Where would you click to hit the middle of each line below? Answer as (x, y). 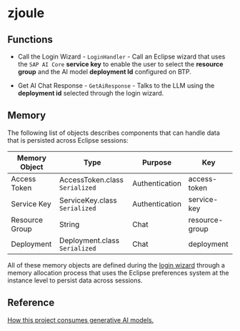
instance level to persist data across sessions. (75, 280)
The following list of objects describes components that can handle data (114, 133)
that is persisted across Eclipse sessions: (68, 140)
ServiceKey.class (88, 200)
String (70, 224)
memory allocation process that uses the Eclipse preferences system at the (118, 273)
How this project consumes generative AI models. (81, 320)
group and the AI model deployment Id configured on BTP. (104, 72)
